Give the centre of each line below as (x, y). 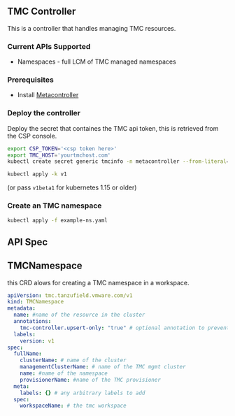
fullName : (28, 354)
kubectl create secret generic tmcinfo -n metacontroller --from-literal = (119, 162)
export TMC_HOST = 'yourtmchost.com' (59, 155)
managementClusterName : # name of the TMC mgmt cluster (103, 367)
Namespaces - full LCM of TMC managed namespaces (97, 62)
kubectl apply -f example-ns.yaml (58, 220)
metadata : (22, 308)
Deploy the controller (44, 113)
